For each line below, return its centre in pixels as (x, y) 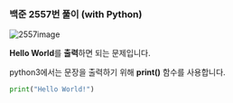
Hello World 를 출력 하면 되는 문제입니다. (80, 53)
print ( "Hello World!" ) (52, 89)
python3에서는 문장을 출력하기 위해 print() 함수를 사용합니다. (117, 72)
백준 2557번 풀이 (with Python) (76, 14)
